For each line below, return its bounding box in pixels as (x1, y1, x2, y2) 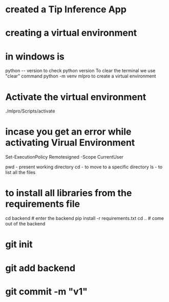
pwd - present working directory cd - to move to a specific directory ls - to (5, 164, 163, 170)
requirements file (5, 198, 80, 210)
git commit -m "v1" (5, 286, 88, 297)
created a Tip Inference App (5, 4, 127, 15)
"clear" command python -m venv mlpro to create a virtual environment (5, 73, 156, 79)
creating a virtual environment (5, 27, 137, 39)
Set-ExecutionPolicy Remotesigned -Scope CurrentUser (5, 154, 124, 160)
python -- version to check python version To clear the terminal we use (5, 68, 156, 74)
